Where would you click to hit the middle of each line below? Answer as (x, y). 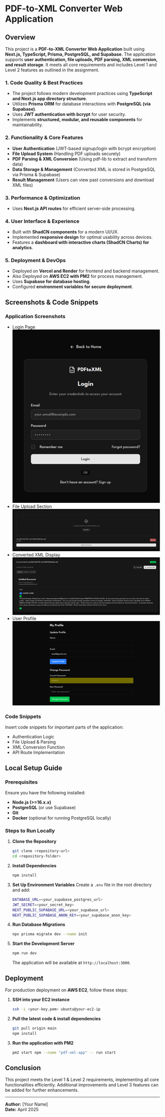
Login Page (24, 327)
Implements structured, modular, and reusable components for (77, 120)
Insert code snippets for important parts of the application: (64, 727)
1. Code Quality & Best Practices (44, 83)
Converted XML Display (36, 555)
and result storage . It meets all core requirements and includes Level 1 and (81, 65)
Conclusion (23, 1068)
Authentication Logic (33, 737)
